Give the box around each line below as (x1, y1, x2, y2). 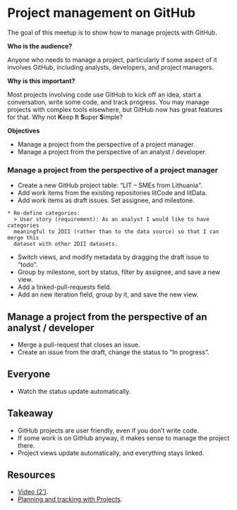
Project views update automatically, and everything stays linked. (17, 449, 205, 457)
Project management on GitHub (7, 5, 196, 21)
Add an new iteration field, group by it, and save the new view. (17, 290, 199, 299)
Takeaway (7, 407, 54, 420)
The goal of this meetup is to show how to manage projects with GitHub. (7, 28, 217, 37)
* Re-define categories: (7, 210, 80, 217)
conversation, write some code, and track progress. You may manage (7, 97, 209, 106)
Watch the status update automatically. (17, 387, 131, 395)
